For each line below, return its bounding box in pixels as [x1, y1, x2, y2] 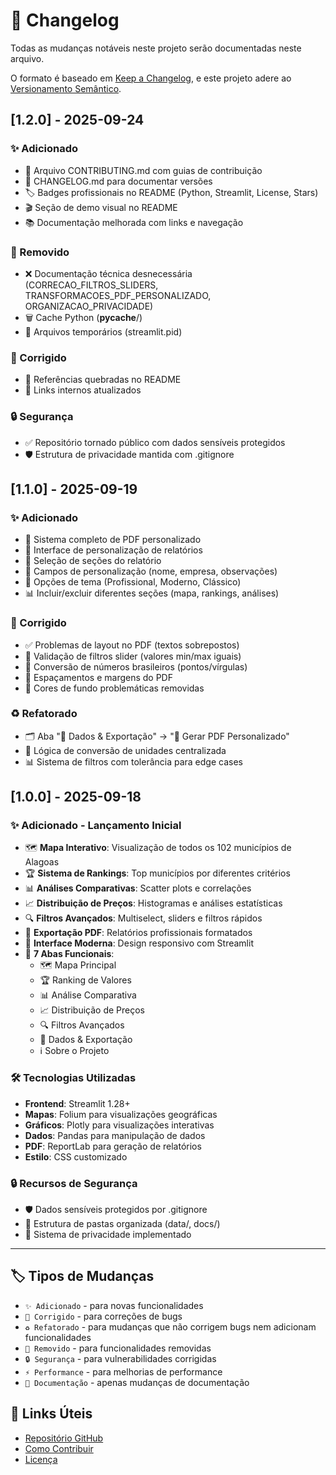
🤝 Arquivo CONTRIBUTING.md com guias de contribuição [24, 164, 263, 176]
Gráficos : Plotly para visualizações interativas [24, 1119, 215, 1131]
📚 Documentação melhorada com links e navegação [24, 216, 244, 228]
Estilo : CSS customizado [24, 1150, 128, 1163]
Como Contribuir [24, 1442, 94, 1454]
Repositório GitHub [24, 1432, 104, 1444]
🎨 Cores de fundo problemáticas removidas [24, 682, 205, 694]
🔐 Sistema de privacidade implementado [24, 1229, 192, 1241]
